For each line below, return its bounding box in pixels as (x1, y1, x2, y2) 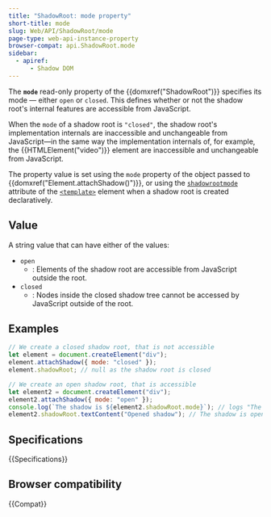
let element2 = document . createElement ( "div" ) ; (8, 388, 172, 396)
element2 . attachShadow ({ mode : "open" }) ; (8, 395, 153, 404)
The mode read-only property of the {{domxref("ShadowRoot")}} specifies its (8, 86, 262, 96)
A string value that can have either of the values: (8, 240, 169, 250)
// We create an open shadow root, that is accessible (8, 380, 197, 389)
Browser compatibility (8, 477, 123, 491)
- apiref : (15, 57, 48, 65)
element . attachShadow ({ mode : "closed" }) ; (8, 359, 157, 367)
